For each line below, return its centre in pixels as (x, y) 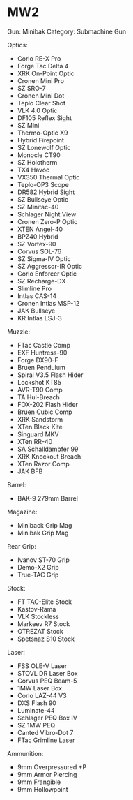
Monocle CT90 (39, 155)
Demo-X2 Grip (38, 567)
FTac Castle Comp (44, 345)
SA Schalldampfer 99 (48, 449)
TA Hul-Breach (39, 397)
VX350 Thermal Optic (48, 177)
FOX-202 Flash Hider (48, 404)
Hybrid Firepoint (41, 140)
